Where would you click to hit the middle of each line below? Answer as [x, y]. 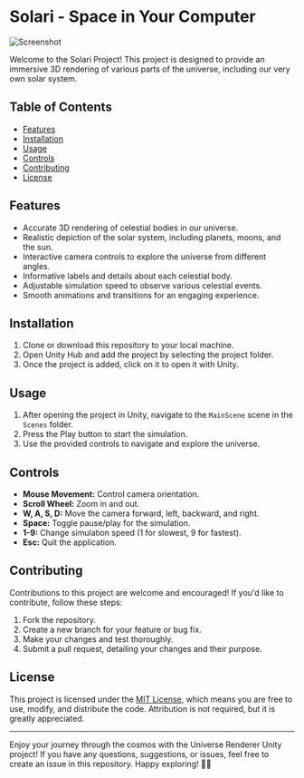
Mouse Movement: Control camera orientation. [111, 494]
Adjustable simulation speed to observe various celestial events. [142, 285]
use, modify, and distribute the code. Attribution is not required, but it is [142, 708]
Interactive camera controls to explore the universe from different [144, 257]
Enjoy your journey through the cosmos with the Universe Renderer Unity [146, 744]
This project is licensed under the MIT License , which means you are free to [151, 699]
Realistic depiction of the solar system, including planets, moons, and [152, 237]
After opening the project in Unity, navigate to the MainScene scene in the [158, 415]
